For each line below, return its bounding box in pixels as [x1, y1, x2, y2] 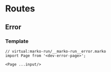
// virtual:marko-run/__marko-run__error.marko [5, 49, 106, 54]
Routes [5, 3, 35, 14]
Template [5, 38, 29, 45]
